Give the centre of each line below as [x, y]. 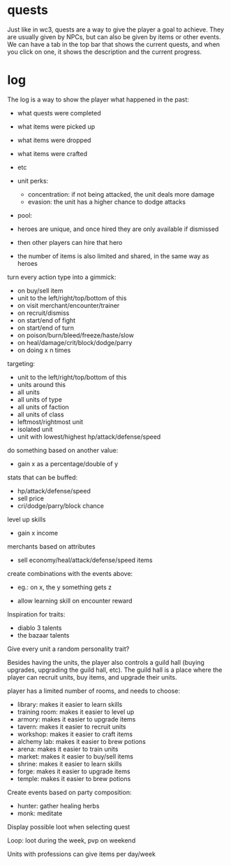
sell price [30, 498]
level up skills [27, 519]
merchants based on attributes [51, 546]
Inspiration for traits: [36, 614]
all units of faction [43, 407]
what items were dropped [54, 140]
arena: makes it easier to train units [68, 749]
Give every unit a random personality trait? [68, 649]
